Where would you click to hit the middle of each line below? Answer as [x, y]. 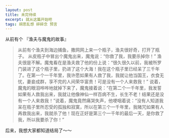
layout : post [19, 10]
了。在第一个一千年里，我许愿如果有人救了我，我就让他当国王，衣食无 [91, 75]
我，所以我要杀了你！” [41, 120]
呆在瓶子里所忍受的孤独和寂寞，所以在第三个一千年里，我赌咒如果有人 [91, 107]
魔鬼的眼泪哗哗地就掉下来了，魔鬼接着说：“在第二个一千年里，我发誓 [90, 88]
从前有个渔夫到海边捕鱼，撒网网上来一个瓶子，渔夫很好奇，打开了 [86, 50]
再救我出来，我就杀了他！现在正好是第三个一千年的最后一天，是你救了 [91, 113]
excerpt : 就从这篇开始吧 [29, 19]
